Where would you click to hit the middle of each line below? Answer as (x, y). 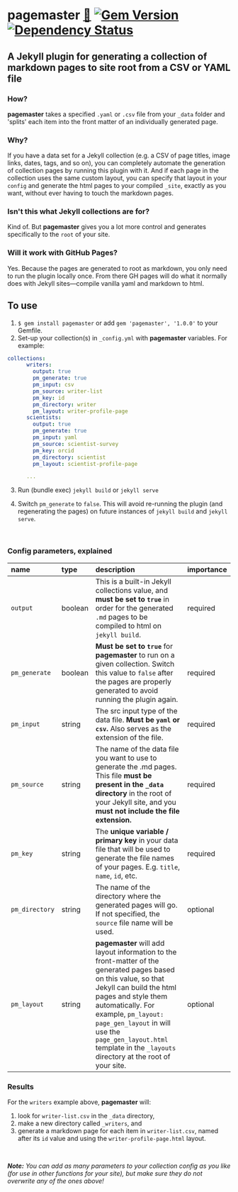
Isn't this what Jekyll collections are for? (79, 211)
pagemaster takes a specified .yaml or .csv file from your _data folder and (116, 114)
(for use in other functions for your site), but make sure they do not (105, 1173)
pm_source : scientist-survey (76, 444)
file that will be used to (133, 849)
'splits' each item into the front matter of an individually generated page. (113, 121)
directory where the (128, 896)
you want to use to (126, 757)
